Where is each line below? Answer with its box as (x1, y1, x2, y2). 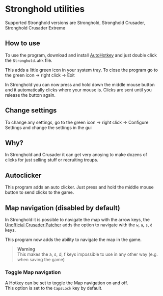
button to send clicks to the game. (5, 189, 75, 195)
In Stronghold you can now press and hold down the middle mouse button (5, 81, 155, 87)
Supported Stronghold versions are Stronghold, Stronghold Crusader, (5, 20, 145, 26)
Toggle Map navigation (5, 269, 61, 275)
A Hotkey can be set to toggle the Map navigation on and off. (5, 280, 129, 286)
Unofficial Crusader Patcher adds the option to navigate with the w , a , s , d (5, 222, 153, 228)
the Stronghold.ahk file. (5, 57, 53, 63)
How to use (5, 39, 40, 48)
